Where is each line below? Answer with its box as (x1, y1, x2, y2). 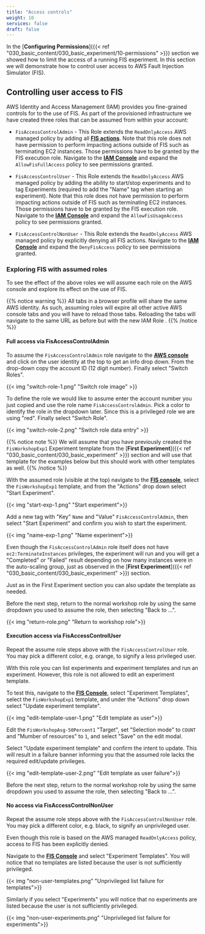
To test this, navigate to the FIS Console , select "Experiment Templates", (6, 689, 190, 696)
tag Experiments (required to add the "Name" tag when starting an (15, 185, 183, 193)
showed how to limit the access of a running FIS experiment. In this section (6, 56, 196, 63)
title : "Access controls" (6, 9, 72, 15)
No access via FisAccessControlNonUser (6, 802, 114, 809)
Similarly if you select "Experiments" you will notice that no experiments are (6, 895, 198, 903)
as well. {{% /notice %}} (6, 464, 67, 472)
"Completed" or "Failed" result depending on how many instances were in (6, 556, 193, 564)
